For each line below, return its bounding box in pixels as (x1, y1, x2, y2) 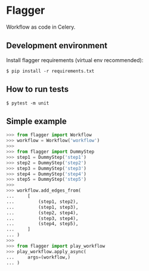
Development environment (6, 41, 108, 51)
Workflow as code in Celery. (6, 23, 76, 30)
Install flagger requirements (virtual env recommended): (6, 56, 144, 63)
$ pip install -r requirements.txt (6, 68, 95, 74)
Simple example (6, 116, 67, 126)
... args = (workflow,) (6, 254, 70, 260)
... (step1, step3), (6, 204, 79, 210)
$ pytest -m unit (6, 100, 49, 106)
